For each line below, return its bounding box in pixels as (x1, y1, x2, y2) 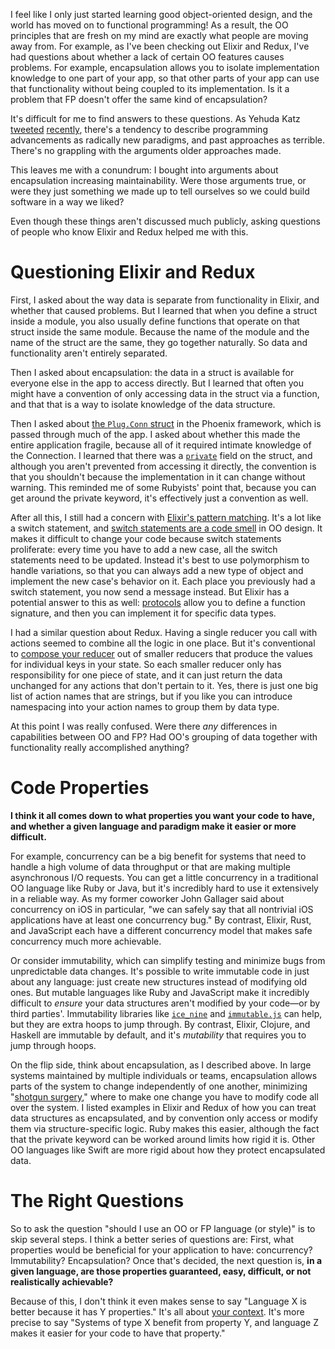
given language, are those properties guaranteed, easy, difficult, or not (10, 1265, 312, 1277)
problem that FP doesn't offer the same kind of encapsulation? (10, 94, 268, 105)
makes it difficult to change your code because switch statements (10, 532, 282, 544)
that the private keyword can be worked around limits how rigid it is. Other (10, 1133, 316, 1145)
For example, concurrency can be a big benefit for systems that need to (10, 850, 307, 862)
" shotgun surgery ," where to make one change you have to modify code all (10, 1090, 319, 1103)
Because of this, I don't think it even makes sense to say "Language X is (10, 1295, 307, 1307)
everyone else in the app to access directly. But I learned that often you (10, 377, 305, 389)
